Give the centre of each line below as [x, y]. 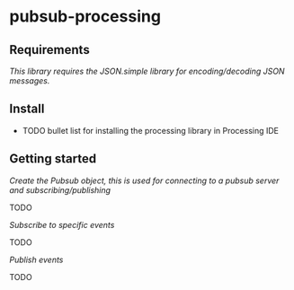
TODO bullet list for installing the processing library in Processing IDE [151, 130]
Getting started [53, 159]
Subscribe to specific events [62, 224]
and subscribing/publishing [60, 189]
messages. [30, 81]
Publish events [36, 259]
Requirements [49, 50]
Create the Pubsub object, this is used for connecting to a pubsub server [144, 180]
